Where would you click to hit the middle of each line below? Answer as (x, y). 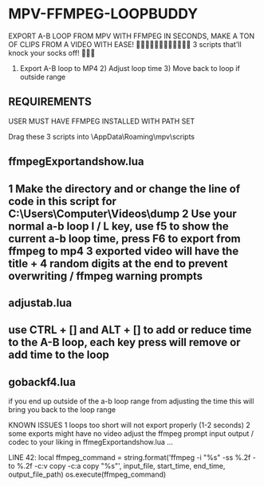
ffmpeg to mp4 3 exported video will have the (124, 251)
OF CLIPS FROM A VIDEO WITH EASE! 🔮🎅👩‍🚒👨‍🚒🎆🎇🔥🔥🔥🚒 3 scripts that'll (125, 44)
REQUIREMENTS (50, 102)
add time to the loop (59, 355)
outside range (43, 77)
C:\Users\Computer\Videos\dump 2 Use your (122, 213)
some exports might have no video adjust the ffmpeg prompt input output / (131, 434)
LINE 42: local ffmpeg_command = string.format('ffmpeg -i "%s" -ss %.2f (130, 458)
